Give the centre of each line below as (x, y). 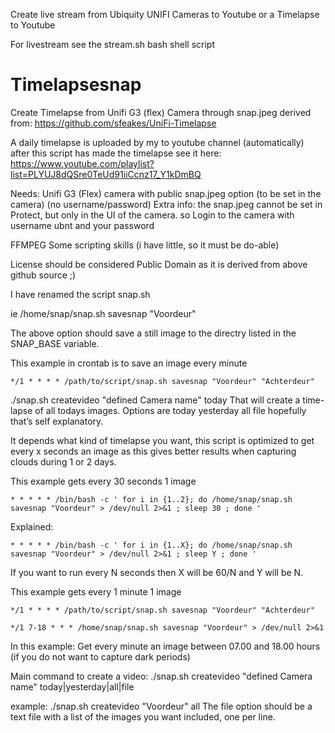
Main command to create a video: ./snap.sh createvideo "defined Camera (161, 676)
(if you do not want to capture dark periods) (100, 656)
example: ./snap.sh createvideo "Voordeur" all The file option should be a (161, 706)
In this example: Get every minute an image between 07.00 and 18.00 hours (165, 646)
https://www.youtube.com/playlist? (82, 163)
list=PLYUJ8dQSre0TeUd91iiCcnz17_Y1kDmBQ (106, 174)
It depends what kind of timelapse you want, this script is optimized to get (162, 440)
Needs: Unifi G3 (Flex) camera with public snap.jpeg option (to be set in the (166, 193)
